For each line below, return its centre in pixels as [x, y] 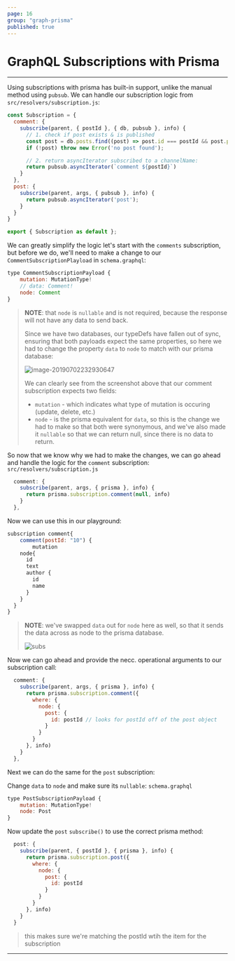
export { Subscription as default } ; [62, 232]
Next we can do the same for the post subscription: [81, 772]
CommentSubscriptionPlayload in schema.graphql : [77, 260]
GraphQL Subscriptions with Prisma [114, 61]
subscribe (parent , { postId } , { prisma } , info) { [97, 851]
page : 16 [20, 14]
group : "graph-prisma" [40, 20]
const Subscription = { [42, 115]
